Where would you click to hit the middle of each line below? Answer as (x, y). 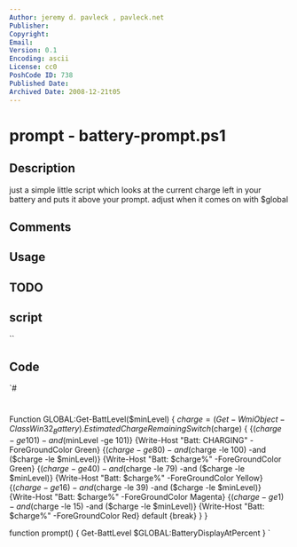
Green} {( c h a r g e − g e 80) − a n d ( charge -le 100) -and (170, 450)
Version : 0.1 (33, 51)
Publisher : (29, 26)
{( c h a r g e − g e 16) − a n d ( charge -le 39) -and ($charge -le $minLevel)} (135, 488)
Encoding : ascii (39, 59)
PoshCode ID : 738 (41, 75)
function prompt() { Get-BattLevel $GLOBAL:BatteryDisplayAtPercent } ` (140, 533)
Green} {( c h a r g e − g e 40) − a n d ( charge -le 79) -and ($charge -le (127, 469)
